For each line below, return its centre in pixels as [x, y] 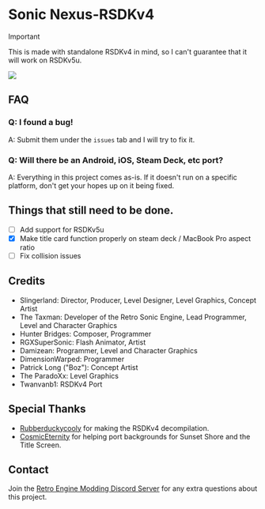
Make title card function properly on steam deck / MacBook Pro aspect [135, 238]
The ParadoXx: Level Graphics [69, 375]
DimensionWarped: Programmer [72, 359]
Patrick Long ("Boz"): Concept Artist [79, 367]
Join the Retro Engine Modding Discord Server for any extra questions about [133, 488]
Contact [28, 469]
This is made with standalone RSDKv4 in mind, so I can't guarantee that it [128, 51]
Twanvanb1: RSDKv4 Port [61, 384]
